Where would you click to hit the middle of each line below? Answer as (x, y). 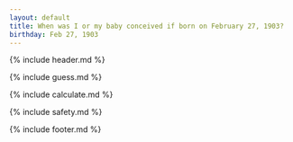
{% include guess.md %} (55, 77)
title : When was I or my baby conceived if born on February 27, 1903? (146, 26)
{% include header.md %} (57, 60)
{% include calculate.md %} (61, 94)
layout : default (40, 18)
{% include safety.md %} (56, 112)
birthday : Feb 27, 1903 (54, 34)
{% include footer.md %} (55, 129)
